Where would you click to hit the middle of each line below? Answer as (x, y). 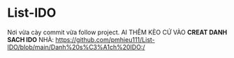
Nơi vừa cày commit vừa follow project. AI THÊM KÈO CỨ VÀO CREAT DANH (117, 32)
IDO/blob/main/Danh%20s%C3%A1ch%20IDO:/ (76, 47)
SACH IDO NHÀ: (31, 39)
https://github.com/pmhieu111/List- (105, 39)
